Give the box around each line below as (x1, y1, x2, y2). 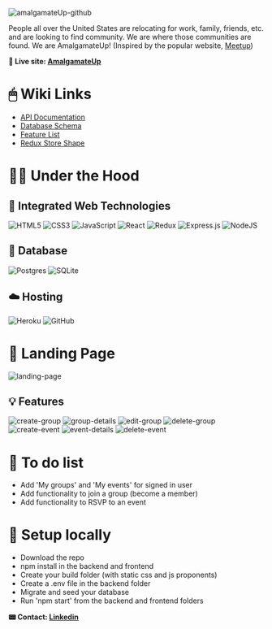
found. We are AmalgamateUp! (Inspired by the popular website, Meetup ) (8, 41, 253, 50)
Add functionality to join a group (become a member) (19, 488, 199, 499)
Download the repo (19, 553, 85, 562)
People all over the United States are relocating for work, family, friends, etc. (8, 24, 264, 33)
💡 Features (8, 394, 65, 408)
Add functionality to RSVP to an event (19, 497, 146, 507)
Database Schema (19, 120, 82, 130)
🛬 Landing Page (8, 344, 115, 362)
